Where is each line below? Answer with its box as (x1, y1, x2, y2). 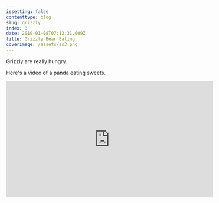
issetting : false (6, 8, 49, 15)
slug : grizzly (6, 19, 41, 25)
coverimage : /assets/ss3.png (6, 42, 78, 48)
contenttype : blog (6, 14, 51, 20)
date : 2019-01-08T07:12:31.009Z (6, 31, 86, 37)
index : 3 (6, 25, 28, 31)
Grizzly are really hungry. (6, 57, 68, 65)
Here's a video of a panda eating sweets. (6, 69, 106, 76)
